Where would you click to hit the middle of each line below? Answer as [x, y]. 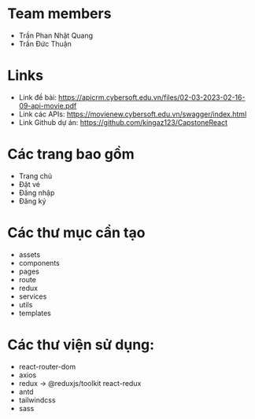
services [33, 296]
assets [30, 254]
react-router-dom [47, 366]
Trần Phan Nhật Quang [56, 35]
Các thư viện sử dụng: [81, 345]
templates [35, 313]
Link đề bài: [37, 97]
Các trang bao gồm [71, 154]
